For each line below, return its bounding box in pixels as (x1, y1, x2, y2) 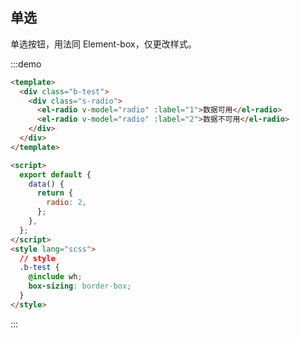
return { (36, 188, 74, 198)
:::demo (10, 58, 42, 70)
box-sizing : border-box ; (28, 281, 132, 292)
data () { (28, 179, 65, 189)
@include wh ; (28, 272, 83, 282)
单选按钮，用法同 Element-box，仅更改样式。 (10, 38, 197, 50)
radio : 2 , (46, 198, 87, 208)
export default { (19, 169, 92, 180)
